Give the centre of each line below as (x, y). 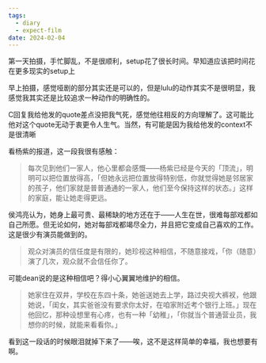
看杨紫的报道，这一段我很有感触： (64, 151)
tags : (17, 15)
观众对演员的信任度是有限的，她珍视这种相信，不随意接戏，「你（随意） (142, 251)
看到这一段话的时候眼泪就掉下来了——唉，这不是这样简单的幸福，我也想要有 (133, 342)
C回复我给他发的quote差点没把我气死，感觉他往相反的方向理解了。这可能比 (131, 115)
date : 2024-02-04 (37, 38)
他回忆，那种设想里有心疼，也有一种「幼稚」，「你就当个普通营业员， (139, 315)
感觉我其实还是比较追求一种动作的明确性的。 (81, 98)
